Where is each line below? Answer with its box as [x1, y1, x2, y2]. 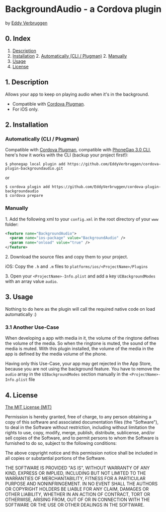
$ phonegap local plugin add [5, 162, 66, 167]
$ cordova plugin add [5, 184, 50, 190]
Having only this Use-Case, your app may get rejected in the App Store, [5, 361, 152, 367]
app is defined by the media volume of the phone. [5, 351, 107, 357]
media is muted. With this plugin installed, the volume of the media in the [5, 346, 154, 352]
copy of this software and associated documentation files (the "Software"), [5, 419, 159, 425]
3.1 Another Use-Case [5, 324, 60, 331]
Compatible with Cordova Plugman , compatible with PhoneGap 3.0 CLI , [5, 147, 152, 153]
